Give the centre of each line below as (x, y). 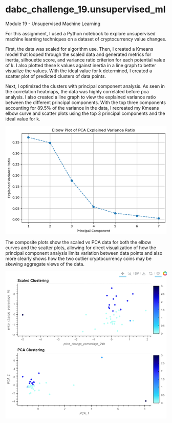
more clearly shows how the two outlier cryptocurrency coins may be (79, 258)
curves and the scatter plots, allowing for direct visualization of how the (81, 248)
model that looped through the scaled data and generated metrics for (78, 54)
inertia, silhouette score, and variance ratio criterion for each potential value (85, 59)
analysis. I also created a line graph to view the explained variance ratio (81, 97)
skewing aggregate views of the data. (45, 264)
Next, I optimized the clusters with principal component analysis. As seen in (85, 86)
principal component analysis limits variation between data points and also (84, 253)
